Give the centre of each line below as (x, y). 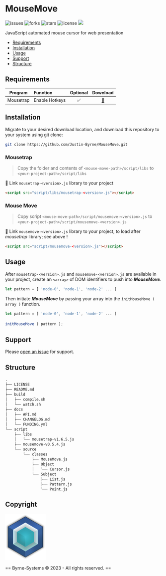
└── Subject (44, 474)
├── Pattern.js (56, 484)
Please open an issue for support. (40, 352)
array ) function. (23, 304)
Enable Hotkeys (50, 100)
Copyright (21, 504)
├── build (15, 394)
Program (18, 93)
